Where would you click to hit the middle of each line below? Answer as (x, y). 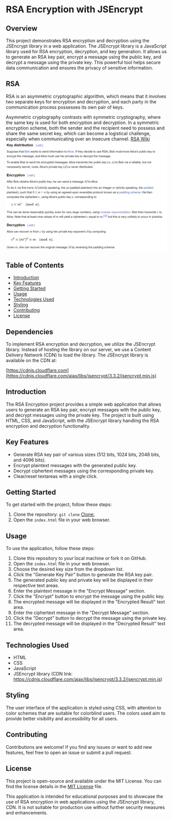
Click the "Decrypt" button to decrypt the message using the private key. (90, 618)
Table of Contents (35, 265)
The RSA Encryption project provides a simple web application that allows (84, 404)
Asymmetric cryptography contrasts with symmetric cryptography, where (83, 117)
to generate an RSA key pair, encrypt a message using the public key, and (84, 57)
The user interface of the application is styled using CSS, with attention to (84, 707)
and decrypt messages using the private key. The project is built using (80, 415)
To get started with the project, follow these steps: (59, 504)
